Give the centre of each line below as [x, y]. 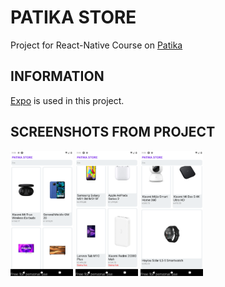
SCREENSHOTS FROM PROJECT [113, 132]
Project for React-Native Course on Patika [96, 45]
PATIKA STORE [73, 17]
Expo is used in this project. [67, 100]
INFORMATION [57, 76]
